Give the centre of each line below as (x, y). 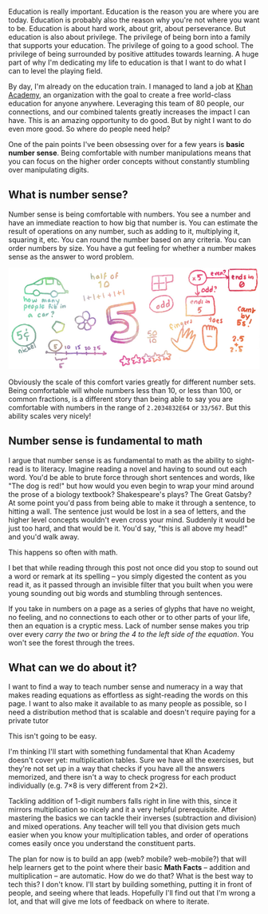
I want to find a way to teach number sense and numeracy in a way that (126, 687)
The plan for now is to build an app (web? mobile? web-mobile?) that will (128, 859)
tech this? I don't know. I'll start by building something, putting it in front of (130, 884)
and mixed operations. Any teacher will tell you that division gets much (124, 827)
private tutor (29, 721)
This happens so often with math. (63, 552)
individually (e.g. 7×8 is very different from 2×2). (88, 785)
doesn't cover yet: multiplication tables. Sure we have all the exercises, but (131, 760)
